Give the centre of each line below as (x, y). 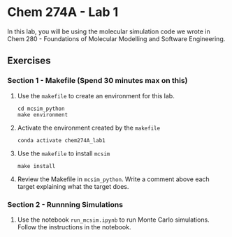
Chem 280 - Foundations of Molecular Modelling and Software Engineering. (116, 38)
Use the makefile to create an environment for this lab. (96, 95)
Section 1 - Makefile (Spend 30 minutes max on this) (97, 81)
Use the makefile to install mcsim (64, 153)
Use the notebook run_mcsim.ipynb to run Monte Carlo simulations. (113, 220)
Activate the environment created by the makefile (89, 128)
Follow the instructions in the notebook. (74, 227)
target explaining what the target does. (73, 186)
